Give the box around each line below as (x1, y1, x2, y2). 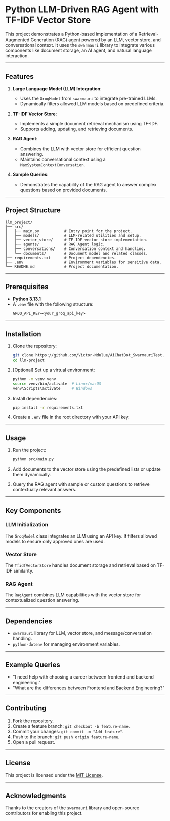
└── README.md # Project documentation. (5, 264, 119, 269)
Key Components (5, 506, 61, 515)
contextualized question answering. (5, 597, 80, 603)
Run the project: (12, 447, 47, 453)
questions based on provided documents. (20, 187, 107, 193)
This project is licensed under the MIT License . (5, 772, 103, 778)
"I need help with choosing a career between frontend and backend (12, 674, 154, 680)
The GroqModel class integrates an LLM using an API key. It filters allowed (5, 532, 157, 539)
